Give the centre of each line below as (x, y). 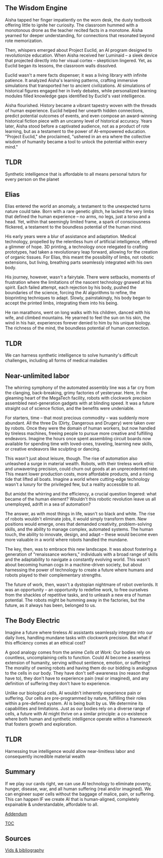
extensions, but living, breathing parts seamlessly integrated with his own (79, 262)
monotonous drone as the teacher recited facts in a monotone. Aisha (74, 30)
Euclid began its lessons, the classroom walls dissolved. (61, 65)
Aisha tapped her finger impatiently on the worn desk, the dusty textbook (79, 20)
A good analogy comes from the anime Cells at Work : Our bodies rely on (78, 652)
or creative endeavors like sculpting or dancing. (53, 449)
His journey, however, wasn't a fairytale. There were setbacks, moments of (80, 277)
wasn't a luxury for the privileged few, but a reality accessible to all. (72, 484)
